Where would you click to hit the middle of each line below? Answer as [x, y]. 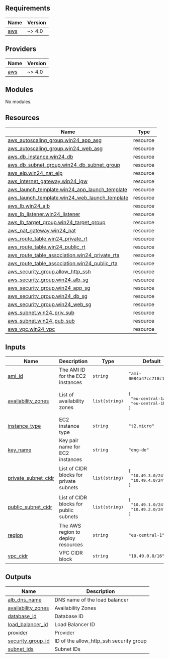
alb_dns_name [25, 599]
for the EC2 [73, 376]
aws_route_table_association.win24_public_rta [63, 264]
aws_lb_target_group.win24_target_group [57, 223]
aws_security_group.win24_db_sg [48, 296]
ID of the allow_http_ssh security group [101, 641]
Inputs [16, 347]
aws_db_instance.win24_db [40, 157]
